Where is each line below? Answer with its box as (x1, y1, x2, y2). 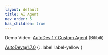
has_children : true (5, 21, 46, 26)
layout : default (5, 7, 39, 12)
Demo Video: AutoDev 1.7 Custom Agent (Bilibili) (5, 35, 104, 41)
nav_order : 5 (5, 16, 32, 21)
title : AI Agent (5, 12, 39, 17)
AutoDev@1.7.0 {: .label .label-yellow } (5, 44, 83, 50)
